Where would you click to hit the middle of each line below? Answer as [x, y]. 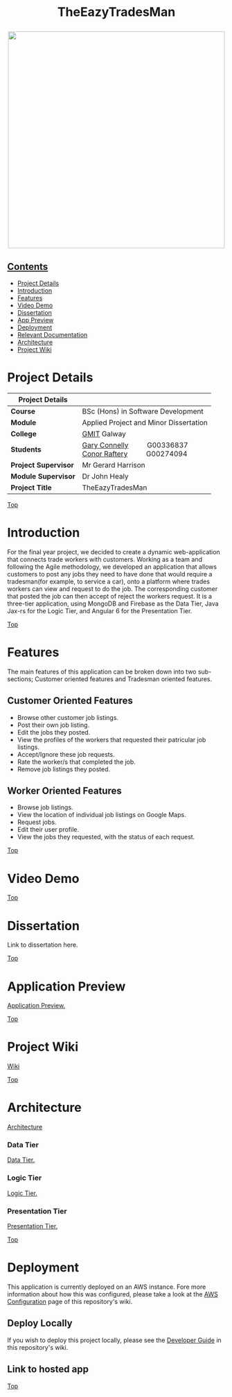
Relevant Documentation [52, 335]
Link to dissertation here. [43, 945]
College [24, 434]
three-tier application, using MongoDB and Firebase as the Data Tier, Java [113, 603]
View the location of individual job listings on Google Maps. [101, 815]
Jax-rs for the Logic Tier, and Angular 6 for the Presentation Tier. [100, 610]
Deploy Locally [40, 1323]
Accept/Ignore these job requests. [66, 754]
